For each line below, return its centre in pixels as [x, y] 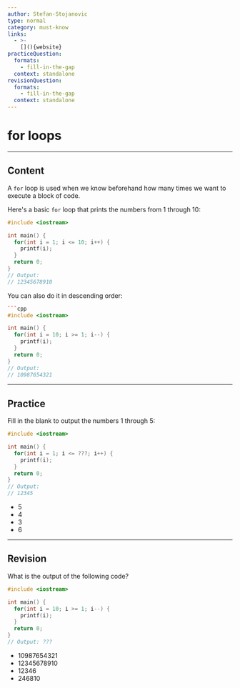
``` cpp [17, 309]
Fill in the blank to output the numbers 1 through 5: [81, 421]
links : [17, 34]
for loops [35, 136]
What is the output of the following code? [68, 576]
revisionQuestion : [35, 80]
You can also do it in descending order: [65, 295]
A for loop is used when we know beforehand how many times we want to [117, 188]
